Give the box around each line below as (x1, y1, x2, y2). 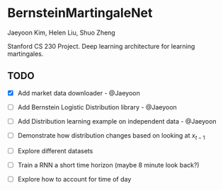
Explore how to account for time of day (17, 174, 132, 183)
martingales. (7, 49, 44, 58)
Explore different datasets (17, 146, 93, 155)
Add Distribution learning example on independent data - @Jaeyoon (17, 117, 217, 125)
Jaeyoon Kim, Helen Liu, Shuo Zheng (7, 28, 115, 37)
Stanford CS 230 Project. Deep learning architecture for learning (7, 42, 195, 50)
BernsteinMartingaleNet (7, 5, 153, 21)
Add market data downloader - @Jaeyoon (17, 88, 140, 97)
